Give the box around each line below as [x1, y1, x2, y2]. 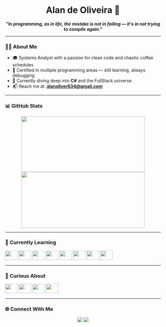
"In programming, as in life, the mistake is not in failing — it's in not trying [5, 21, 161, 27]
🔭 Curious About [5, 272, 46, 279]
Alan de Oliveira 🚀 [46, 4, 120, 16]
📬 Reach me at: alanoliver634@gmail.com [12, 83, 103, 89]
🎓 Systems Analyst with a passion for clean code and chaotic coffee [12, 55, 154, 61]
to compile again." [63, 26, 103, 32]
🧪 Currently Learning [5, 239, 56, 246]
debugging [12, 72, 35, 78]
